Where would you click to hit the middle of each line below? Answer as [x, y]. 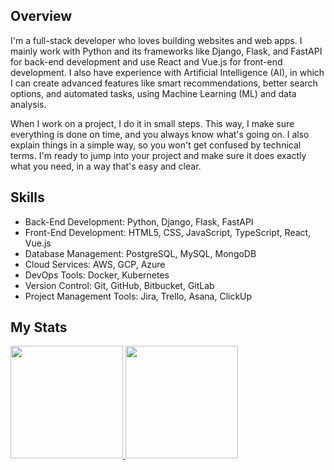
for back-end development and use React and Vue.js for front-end [146, 61]
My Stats [39, 327]
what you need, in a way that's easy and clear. [106, 166]
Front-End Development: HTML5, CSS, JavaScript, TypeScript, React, [168, 232]
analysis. [28, 104]
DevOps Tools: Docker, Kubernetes [97, 275]
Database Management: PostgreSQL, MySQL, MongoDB [140, 253]
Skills [27, 197]
